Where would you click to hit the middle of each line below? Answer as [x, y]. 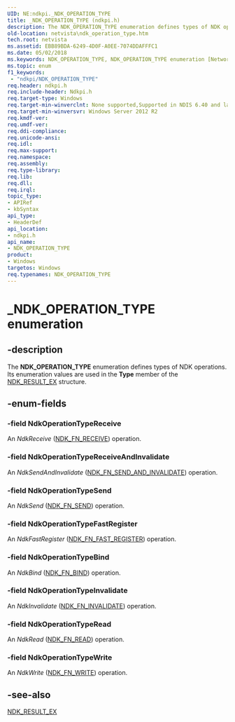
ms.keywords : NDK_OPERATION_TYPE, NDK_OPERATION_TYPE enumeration [106, 60]
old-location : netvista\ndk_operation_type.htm [78, 33]
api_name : [22, 242]
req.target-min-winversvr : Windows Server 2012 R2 [83, 111]
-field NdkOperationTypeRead [59, 624]
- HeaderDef [24, 222]
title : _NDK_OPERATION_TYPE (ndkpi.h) [64, 20]
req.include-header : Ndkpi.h [50, 92]
